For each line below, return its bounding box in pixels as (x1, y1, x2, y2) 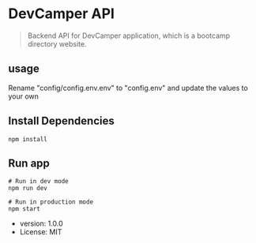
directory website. (27, 39, 87, 48)
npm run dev (8, 185, 47, 193)
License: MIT (19, 227, 62, 237)
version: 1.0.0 (19, 219, 63, 229)
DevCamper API (8, 5, 115, 23)
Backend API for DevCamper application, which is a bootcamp (27, 31, 231, 40)
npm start (8, 205, 41, 213)
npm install (8, 135, 47, 143)
